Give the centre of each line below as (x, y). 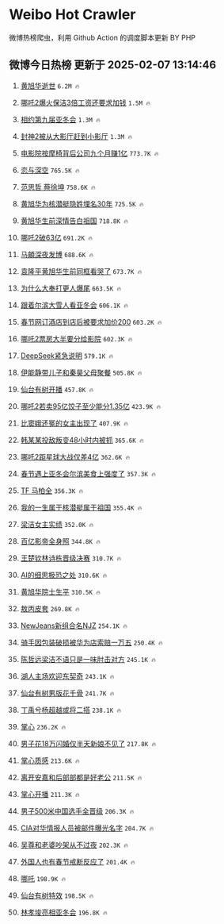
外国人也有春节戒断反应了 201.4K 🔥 (78, 861)
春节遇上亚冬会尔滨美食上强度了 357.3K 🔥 (88, 473)
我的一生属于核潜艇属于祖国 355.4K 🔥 (81, 507)
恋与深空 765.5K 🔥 (50, 170)
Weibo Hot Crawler (72, 15)
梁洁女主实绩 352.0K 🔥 (57, 524)
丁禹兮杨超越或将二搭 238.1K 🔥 (71, 710)
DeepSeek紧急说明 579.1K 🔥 (67, 356)
